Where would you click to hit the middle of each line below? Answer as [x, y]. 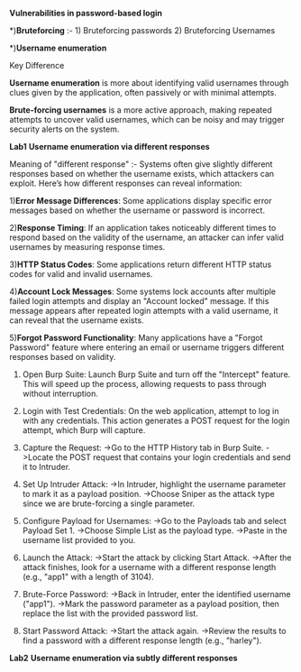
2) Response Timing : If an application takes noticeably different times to [143, 228]
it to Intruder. [46, 467]
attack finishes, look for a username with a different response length [149, 567]
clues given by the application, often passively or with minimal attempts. [143, 92]
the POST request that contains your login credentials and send [173, 457]
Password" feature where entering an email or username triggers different [147, 347]
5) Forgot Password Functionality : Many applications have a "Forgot [136, 338]
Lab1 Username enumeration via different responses [109, 147]
